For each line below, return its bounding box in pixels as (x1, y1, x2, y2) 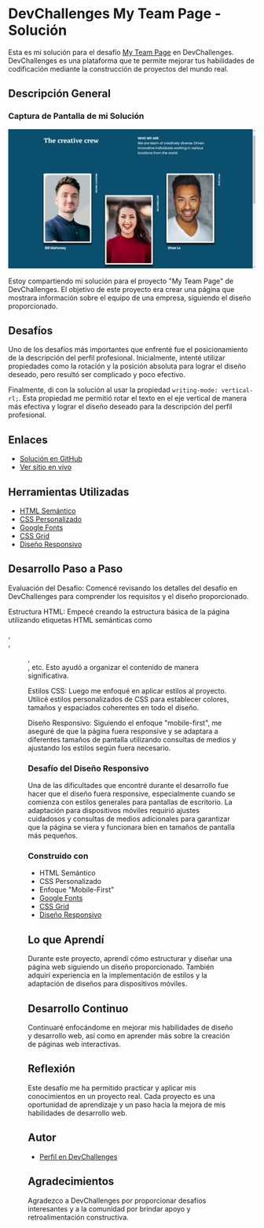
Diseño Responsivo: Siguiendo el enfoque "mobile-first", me (27, 718, 222, 727)
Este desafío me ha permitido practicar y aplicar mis (27, 1083, 196, 1093)
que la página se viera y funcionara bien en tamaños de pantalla (27, 823, 236, 832)
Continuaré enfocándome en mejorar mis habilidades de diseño (27, 1023, 233, 1032)
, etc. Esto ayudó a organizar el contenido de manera (27, 662, 199, 671)
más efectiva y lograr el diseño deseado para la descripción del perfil (8, 402, 233, 412)
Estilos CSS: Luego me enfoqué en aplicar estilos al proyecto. (27, 686, 227, 695)
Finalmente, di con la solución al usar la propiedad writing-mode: (8, 385, 218, 394)
